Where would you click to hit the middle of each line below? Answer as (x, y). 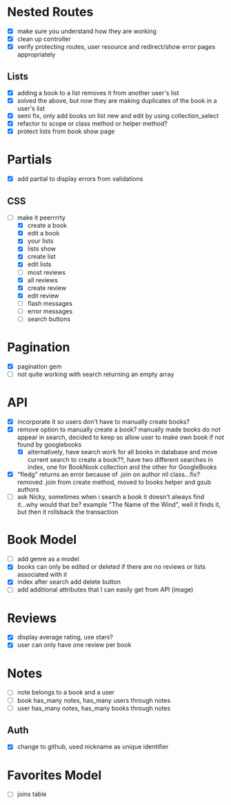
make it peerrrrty (41, 217)
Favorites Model (54, 775)
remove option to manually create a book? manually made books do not (119, 429)
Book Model (42, 540)
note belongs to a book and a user (66, 692)
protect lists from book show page (66, 131)
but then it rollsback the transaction (68, 512)
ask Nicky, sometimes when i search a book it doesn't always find (111, 497)
